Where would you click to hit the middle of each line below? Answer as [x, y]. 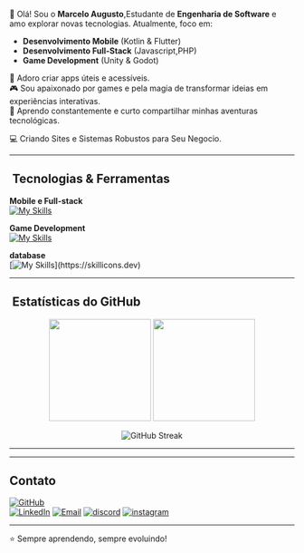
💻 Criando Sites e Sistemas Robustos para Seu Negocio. [115, 139]
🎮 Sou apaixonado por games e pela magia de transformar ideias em [139, 88]
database [28, 255]
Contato [33, 481]
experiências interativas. [55, 101]
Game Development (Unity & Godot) [90, 60]
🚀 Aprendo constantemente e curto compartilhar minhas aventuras [133, 111]
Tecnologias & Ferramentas [91, 179]
